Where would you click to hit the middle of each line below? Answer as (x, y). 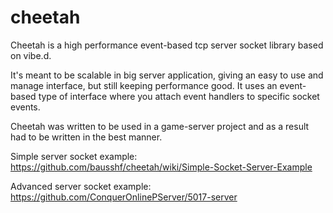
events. (25, 107)
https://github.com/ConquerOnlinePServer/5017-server (124, 197)
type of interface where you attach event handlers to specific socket (179, 96)
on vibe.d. (31, 55)
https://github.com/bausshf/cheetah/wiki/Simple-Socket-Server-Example (161, 167)
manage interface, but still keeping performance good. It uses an (144, 85)
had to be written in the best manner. (86, 137)
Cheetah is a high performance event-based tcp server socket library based (167, 45)
